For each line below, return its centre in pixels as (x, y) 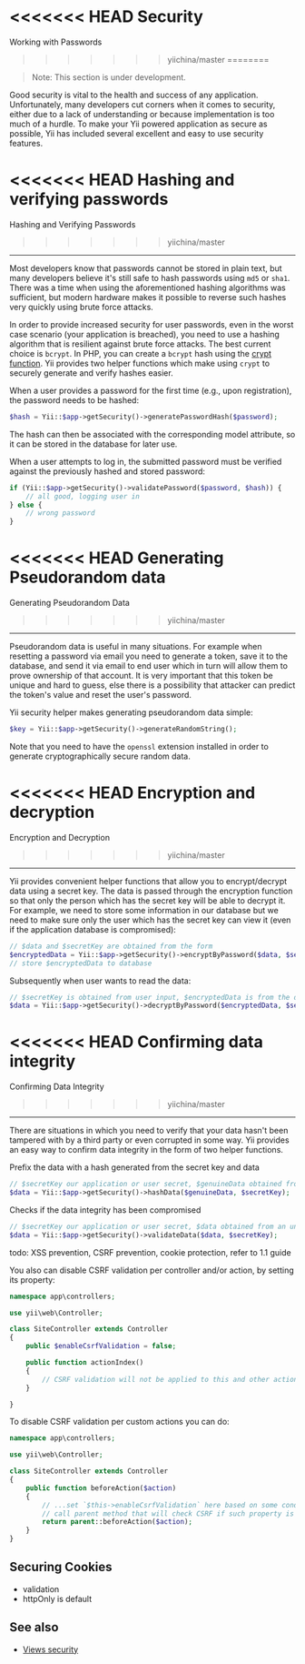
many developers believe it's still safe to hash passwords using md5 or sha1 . (150, 277)
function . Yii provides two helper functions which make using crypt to (140, 363)
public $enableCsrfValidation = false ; (101, 1346)
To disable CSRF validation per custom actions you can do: (119, 1422)
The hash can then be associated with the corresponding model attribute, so (152, 434)
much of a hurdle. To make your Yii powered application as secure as (138, 124)
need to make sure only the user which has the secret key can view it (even (150, 920)
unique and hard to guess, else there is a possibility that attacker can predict (152, 685)
